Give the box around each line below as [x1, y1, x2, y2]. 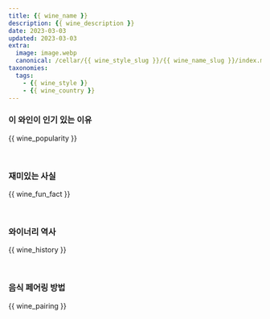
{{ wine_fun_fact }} [8, 189, 71, 198]
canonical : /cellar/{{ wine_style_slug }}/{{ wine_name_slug [15, 57, 225, 65]
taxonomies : [8, 64, 48, 72]
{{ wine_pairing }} [8, 301, 67, 310]
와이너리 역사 [8, 226, 56, 237]
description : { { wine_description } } [8, 19, 135, 27]
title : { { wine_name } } [8, 11, 88, 20]
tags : [15, 72, 35, 80]
